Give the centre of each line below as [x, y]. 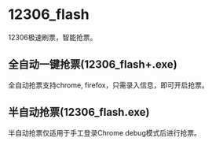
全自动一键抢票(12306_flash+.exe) [93, 65]
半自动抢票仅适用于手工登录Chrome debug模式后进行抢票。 [105, 132]
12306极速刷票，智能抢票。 [53, 37]
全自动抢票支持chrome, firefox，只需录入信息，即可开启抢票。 [109, 85]
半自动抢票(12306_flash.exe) [79, 112]
